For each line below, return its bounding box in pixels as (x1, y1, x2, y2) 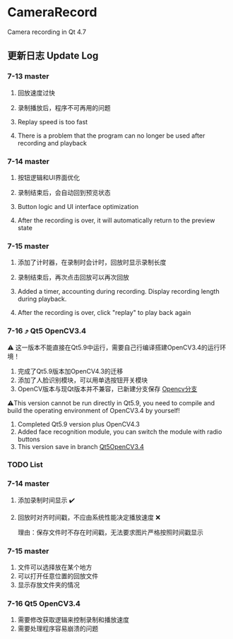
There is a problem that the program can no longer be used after (17, 131, 205, 140)
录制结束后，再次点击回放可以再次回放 (17, 273, 129, 282)
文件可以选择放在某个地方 (17, 563, 92, 572)
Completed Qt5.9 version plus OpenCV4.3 (17, 419, 140, 428)
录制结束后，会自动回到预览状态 (17, 188, 111, 196)
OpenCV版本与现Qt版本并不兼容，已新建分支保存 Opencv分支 (17, 384, 198, 393)
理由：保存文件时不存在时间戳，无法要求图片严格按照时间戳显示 (17, 527, 203, 537)
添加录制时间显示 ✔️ (17, 496, 76, 504)
